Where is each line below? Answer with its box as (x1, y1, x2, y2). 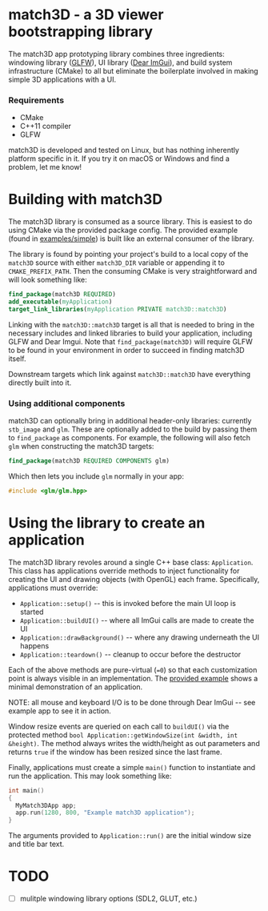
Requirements (8, 94, 65, 106)
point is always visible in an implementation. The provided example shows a (8, 673, 258, 683)
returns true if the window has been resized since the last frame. (8, 747, 222, 756)
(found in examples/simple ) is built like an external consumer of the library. (8, 234, 254, 243)
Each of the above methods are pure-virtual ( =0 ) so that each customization (8, 664, 258, 674)
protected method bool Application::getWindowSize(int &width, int (8, 730, 238, 740)
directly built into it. (8, 378, 72, 387)
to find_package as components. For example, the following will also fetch (8, 433, 250, 443)
